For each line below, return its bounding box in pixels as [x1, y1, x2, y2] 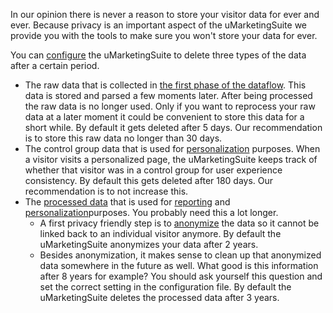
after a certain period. [10, 60, 100, 71]
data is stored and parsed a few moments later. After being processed [24, 90, 313, 101]
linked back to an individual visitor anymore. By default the [39, 228, 282, 239]
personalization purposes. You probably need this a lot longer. [24, 207, 279, 218]
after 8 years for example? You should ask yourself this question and [39, 270, 323, 282]
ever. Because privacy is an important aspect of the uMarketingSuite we [10, 19, 308, 31]
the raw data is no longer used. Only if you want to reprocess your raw [24, 100, 316, 112]
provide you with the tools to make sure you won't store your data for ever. [10, 30, 318, 41]
